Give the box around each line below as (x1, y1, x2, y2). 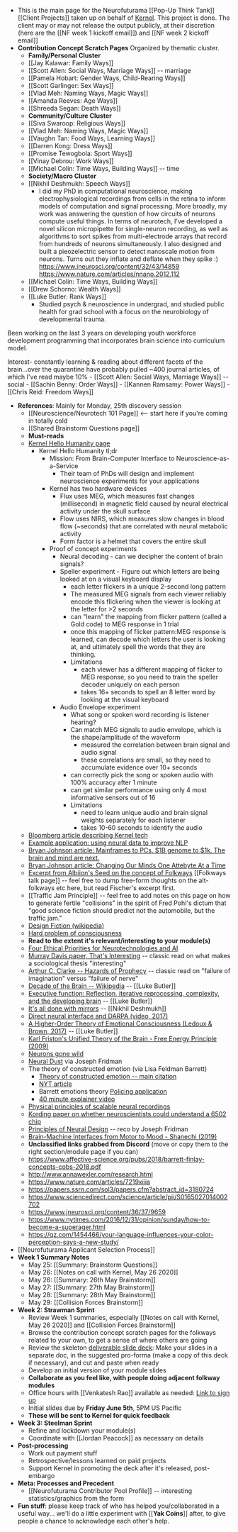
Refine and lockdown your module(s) (28, 1426, 136, 1435)
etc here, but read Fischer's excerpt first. (56, 884, 176, 892)
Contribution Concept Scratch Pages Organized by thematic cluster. (17, 44, 220, 52)
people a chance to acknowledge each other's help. (17, 1517, 170, 1525)
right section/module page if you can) (28, 1148, 139, 1155)
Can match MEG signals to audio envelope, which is (70, 726, 222, 733)
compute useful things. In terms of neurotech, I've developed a (38, 217, 223, 226)
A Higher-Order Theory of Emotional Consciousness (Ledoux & (28, 1019, 212, 1028)
